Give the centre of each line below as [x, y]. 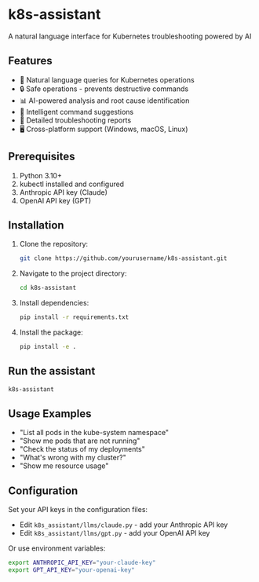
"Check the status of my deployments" [82, 449]
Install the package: [51, 332]
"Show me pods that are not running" [80, 441]
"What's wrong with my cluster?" [73, 458]
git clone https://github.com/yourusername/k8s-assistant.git [123, 258]
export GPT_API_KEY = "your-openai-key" [71, 570]
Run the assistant [52, 371]
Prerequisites [42, 157]
